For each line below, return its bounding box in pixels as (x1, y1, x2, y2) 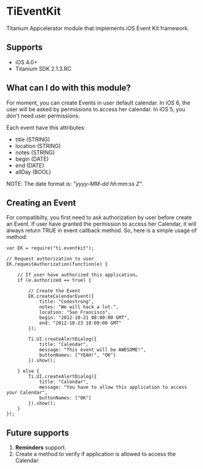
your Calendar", (6, 390, 48, 396)
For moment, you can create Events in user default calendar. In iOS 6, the (6, 99, 191, 106)
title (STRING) (15, 136, 50, 143)
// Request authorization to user (6, 256, 95, 262)
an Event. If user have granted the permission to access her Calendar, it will (6, 220, 197, 227)
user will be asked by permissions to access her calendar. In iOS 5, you (6, 105, 185, 113)
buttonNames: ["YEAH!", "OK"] (39, 352, 116, 358)
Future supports (6, 427, 69, 438)
